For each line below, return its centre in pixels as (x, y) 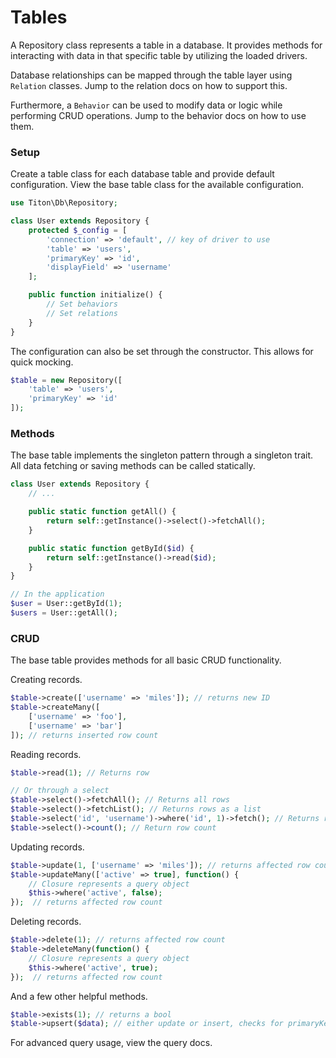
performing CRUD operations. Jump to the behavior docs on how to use (158, 115)
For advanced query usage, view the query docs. (111, 1043)
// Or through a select (60, 791)
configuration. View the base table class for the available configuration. (157, 185)
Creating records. (46, 680)
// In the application (57, 594)
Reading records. (46, 754)
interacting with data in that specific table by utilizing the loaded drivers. (159, 55)
